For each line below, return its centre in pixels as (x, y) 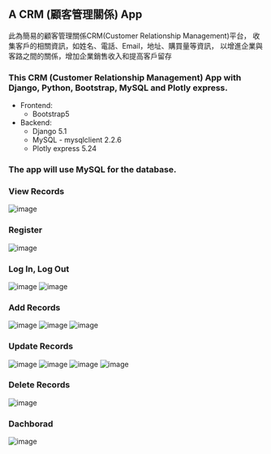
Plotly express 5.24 (65, 149)
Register (26, 230)
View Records (37, 191)
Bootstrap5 (51, 114)
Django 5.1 (49, 132)
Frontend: (36, 106)
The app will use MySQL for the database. (92, 170)
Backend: (36, 123)
